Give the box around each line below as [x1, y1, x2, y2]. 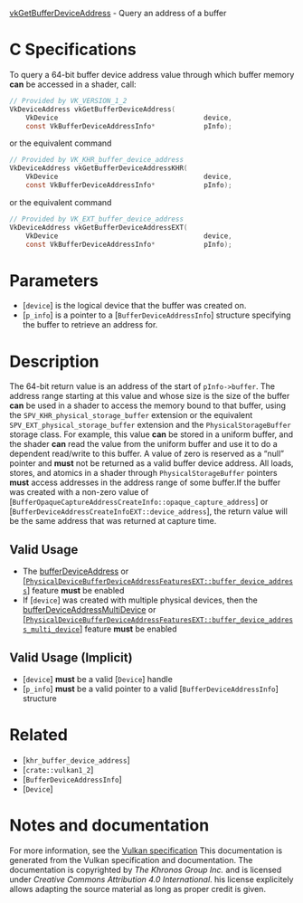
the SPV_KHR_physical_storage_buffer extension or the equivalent [9, 410, 253, 421]
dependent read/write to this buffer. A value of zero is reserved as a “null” [9, 448, 285, 460]
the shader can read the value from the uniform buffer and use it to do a [9, 439, 278, 450]
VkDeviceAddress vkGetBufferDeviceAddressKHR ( [9, 164, 188, 173]
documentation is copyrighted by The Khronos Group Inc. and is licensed [9, 864, 282, 875]
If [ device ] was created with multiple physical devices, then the [22, 594, 258, 605]
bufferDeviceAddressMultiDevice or [22, 604, 156, 615]
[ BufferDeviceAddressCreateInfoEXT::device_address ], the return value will [9, 506, 288, 517]
